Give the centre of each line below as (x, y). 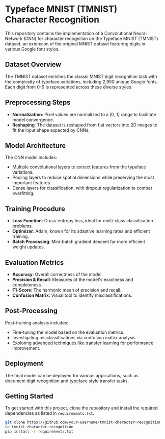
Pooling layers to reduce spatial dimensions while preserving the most (83, 178)
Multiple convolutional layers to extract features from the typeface (79, 167)
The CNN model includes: (31, 158)
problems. (22, 226)
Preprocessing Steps (38, 102)
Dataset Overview (33, 64)
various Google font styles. (32, 49)
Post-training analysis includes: (37, 322)
